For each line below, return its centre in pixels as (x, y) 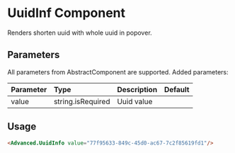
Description (137, 89)
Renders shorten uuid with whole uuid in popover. (80, 33)
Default (177, 89)
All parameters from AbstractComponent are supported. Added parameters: (118, 72)
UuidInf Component (67, 13)
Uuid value (134, 101)
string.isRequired (82, 101)
